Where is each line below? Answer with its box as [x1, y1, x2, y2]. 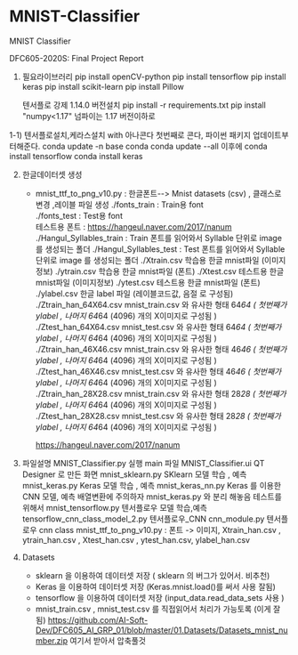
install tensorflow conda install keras [9, 150, 143, 161]
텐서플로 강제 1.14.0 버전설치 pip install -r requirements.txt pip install [21, 100, 267, 110]
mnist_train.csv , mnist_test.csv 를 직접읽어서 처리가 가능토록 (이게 [35, 603, 271, 614]
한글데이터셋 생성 [21, 169, 83, 180]
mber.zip [35, 635, 68, 646]
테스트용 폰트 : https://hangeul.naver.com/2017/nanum [35, 221, 232, 232]
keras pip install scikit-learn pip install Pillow [21, 81, 184, 92]
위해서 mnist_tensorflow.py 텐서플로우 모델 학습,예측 [21, 502, 207, 513]
